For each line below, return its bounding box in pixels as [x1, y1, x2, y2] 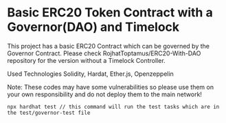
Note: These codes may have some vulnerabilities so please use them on [7, 83, 214, 91]
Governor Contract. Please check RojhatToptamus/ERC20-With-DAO [7, 49, 201, 57]
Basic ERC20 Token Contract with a [7, 5, 213, 20]
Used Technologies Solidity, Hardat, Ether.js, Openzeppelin [7, 70, 174, 78]
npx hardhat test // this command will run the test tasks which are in [7, 103, 220, 110]
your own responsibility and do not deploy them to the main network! [7, 90, 203, 98]
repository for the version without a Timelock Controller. [7, 56, 166, 64]
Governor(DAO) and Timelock [7, 19, 180, 35]
